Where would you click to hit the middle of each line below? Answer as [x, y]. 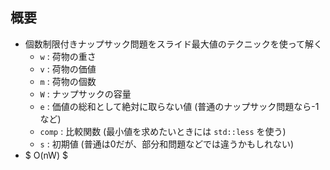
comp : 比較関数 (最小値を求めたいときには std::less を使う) [163, 131]
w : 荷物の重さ [68, 56]
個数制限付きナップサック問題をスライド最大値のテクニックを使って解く [173, 44]
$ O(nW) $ [46, 155]
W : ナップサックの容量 [85, 94]
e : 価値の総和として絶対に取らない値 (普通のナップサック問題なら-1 [179, 106]
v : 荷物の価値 [68, 69]
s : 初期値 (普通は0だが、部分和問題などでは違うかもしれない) [167, 144]
